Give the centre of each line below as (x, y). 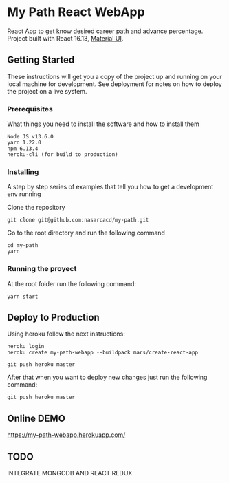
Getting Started (41, 60)
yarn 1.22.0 (24, 143)
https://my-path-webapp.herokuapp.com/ (66, 435)
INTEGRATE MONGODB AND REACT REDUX (70, 473)
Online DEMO (36, 418)
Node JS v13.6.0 (30, 137)
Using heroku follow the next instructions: (66, 334)
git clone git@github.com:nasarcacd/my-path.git (78, 220)
